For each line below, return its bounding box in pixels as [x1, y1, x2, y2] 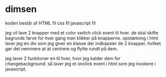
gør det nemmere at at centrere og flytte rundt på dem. [5, 45, 118, 51]
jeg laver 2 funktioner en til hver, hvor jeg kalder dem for [5, 55, 121, 61]
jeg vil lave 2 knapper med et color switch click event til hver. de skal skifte [5, 29, 159, 35]
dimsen [5, 3, 37, 15]
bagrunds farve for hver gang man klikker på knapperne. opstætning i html [5, 35, 159, 41]
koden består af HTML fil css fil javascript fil [5, 20, 96, 26]
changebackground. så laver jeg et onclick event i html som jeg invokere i [5, 60, 156, 66]
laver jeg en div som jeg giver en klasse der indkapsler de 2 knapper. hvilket [5, 40, 161, 46]
